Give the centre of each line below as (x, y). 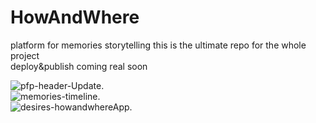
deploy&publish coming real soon (79, 66)
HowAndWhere (75, 17)
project (25, 55)
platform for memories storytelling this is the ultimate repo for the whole (158, 45)
